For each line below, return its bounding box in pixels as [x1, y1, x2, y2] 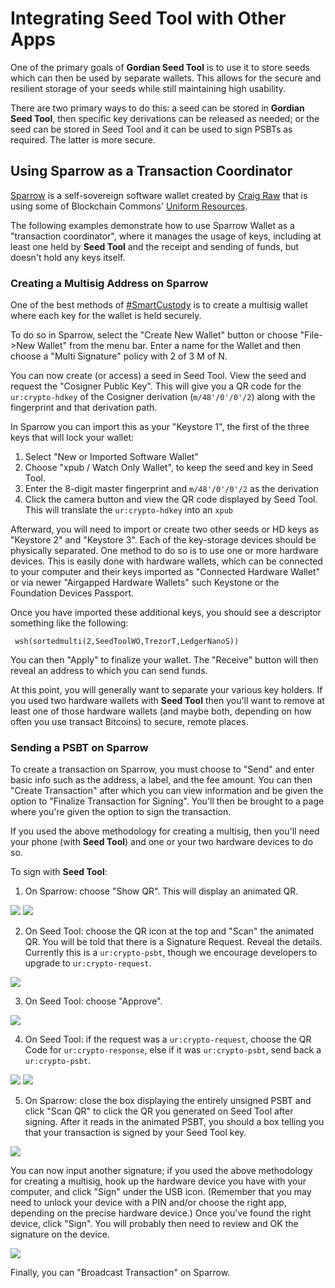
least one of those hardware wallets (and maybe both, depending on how [10, 705, 312, 717]
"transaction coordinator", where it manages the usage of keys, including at [10, 230, 322, 242]
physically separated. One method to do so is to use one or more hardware [10, 545, 319, 557]
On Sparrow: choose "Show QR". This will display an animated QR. [24, 885, 299, 897]
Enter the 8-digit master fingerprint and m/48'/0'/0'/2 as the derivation [24, 483, 320, 495]
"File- [299, 329, 323, 341]
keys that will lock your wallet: [10, 432, 135, 444]
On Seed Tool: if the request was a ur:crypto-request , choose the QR [24, 1033, 312, 1046]
